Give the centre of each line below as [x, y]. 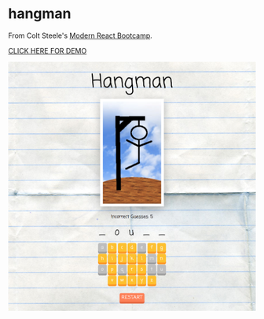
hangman [40, 14]
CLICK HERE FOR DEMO [48, 50]
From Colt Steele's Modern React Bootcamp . [81, 35]
